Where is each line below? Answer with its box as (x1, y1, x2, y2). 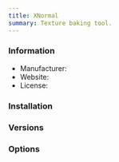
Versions (8, 121, 44, 132)
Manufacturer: (19, 63, 68, 73)
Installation (8, 101, 54, 112)
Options (8, 143, 40, 154)
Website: (19, 72, 50, 81)
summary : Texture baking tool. (8, 19, 113, 27)
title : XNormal (8, 11, 59, 20)
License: (19, 81, 49, 90)
